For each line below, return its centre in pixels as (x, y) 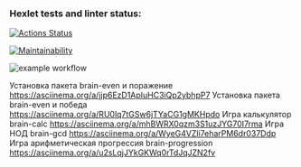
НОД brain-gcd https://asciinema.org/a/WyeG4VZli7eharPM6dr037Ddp (143, 134)
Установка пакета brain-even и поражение (91, 86)
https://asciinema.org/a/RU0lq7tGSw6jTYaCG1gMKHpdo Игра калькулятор (150, 115)
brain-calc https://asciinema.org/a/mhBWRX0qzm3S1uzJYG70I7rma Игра (147, 124)
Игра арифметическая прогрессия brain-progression (111, 144)
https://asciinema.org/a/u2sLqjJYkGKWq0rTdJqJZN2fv (113, 153)
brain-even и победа (48, 105)
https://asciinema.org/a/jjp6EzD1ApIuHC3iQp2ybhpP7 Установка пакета (145, 95)
